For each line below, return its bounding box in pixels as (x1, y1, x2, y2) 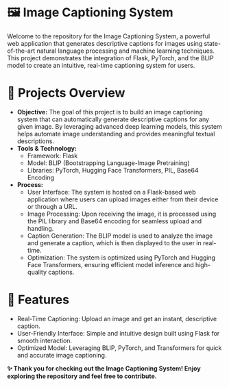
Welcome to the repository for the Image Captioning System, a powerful (7, 32, 210, 40)
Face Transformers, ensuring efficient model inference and (27, 260, 194, 269)
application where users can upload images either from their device (27, 195, 219, 203)
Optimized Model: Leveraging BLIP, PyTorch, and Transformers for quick (16, 343, 222, 352)
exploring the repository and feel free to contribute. (7, 372, 157, 380)
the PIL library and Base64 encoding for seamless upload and (27, 216, 202, 225)
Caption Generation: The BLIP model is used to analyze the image (27, 232, 213, 240)
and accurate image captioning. (16, 351, 107, 359)
